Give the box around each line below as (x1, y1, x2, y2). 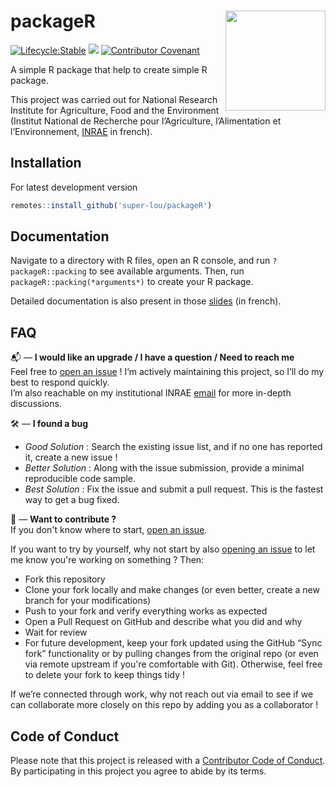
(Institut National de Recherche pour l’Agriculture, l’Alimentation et (10, 115, 282, 127)
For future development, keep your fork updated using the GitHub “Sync (24, 637, 323, 649)
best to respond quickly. (10, 376, 110, 389)
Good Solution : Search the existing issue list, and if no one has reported (24, 441, 323, 453)
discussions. (10, 398, 62, 410)
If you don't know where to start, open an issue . (10, 524, 208, 536)
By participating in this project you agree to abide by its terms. (10, 765, 267, 777)
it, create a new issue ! (24, 451, 118, 464)
